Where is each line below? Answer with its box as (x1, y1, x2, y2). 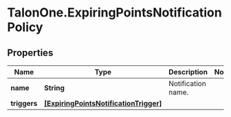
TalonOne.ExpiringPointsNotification (7, 5, 222, 21)
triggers (10, 98, 38, 108)
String (44, 83, 65, 92)
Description (168, 67, 208, 76)
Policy (7, 19, 43, 35)
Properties (7, 47, 54, 58)
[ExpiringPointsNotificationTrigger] (44, 98, 162, 108)
